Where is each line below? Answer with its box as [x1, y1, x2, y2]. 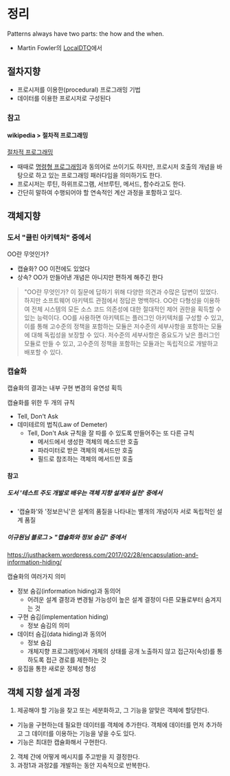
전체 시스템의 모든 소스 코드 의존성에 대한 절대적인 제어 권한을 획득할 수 [31, 304, 222, 313]
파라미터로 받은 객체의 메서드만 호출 [37, 445, 134, 454]
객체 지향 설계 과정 [7, 686, 80, 698]
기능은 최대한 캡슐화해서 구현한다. [16, 738, 108, 746]
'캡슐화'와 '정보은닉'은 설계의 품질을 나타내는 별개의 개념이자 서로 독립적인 [16, 507, 216, 516]
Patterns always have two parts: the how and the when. [7, 29, 165, 38]
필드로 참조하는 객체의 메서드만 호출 [37, 454, 134, 463]
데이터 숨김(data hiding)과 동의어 [16, 630, 107, 638]
